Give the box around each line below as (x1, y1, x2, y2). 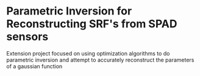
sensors (6, 30, 49, 43)
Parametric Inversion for (6, 4, 132, 18)
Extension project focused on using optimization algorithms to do (6, 49, 170, 57)
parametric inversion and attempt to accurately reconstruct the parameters (6, 56, 195, 63)
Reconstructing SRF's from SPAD (6, 17, 177, 31)
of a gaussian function (6, 62, 63, 70)
